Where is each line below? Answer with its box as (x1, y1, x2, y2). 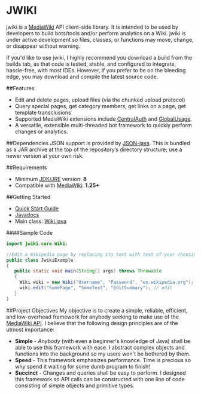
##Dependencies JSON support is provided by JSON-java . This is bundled (6, 139, 190, 146)
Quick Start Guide (14, 204, 59, 212)
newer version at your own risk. (6, 152, 84, 159)
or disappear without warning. (6, 42, 81, 50)
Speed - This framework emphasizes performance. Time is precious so (14, 356, 191, 363)
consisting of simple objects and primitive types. (14, 382, 135, 389)
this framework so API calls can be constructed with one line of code (14, 375, 185, 382)
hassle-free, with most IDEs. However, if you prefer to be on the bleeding (6, 66, 186, 74)
